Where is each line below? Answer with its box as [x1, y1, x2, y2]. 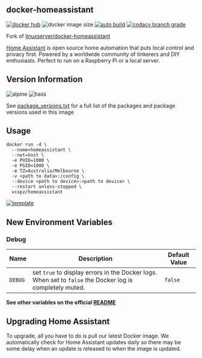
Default [168, 251, 189, 259]
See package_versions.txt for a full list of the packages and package [6, 102, 176, 109]
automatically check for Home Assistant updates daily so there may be [6, 338, 182, 345]
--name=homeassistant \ [11, 147, 71, 153]
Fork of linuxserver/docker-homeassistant [6, 32, 111, 40]
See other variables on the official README [6, 299, 116, 306]
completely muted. [32, 283, 85, 292]
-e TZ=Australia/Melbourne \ [11, 168, 85, 174]
